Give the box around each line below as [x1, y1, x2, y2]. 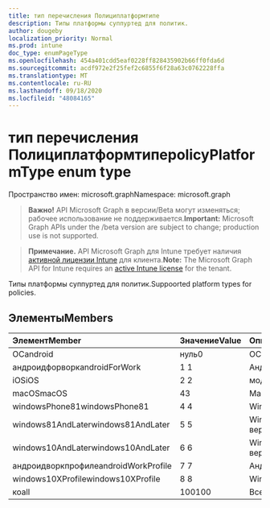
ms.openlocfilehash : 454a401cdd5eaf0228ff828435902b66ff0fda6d [8, 57, 225, 65]
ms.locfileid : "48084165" [8, 94, 95, 102]
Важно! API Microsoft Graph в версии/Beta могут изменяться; [27, 205, 240, 215]
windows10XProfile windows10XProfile [12, 473, 161, 484]
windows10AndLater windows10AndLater [12, 442, 170, 453]
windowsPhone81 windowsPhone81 [12, 401, 149, 411]
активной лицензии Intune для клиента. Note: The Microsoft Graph [27, 255, 253, 265]
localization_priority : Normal [8, 34, 113, 43]
